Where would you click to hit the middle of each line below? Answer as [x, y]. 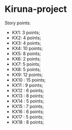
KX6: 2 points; [26, 59]
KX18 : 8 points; [28, 122]
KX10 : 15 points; [29, 80]
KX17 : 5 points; [28, 117]
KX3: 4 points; [26, 43]
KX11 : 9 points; [27, 85]
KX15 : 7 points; [28, 106]
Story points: [18, 23]
